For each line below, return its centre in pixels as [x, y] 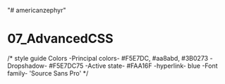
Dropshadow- [28, 66]
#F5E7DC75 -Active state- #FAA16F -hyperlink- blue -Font [133, 66]
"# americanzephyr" [37, 10]
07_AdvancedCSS [61, 39]
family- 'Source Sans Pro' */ [48, 73]
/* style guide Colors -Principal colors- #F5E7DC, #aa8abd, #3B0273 [108, 58]
